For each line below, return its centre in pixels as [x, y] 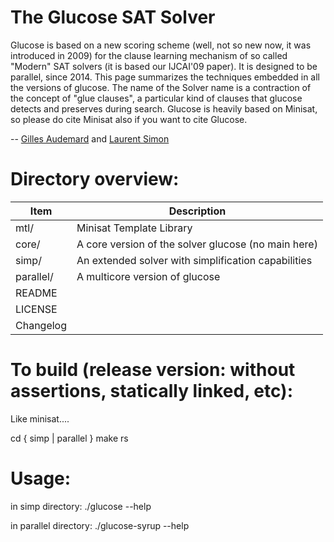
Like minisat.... [40, 418]
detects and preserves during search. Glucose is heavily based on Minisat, [164, 108]
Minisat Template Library [134, 228]
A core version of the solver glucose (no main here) [197, 244]
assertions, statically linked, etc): [151, 391]
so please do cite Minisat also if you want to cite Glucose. [129, 119]
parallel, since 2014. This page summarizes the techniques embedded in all [165, 77]
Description [197, 211]
